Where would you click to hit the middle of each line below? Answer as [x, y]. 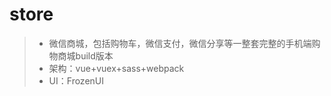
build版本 [94, 55]
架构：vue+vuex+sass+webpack [116, 68]
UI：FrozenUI [76, 80]
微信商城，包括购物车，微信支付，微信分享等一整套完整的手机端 [180, 43]
